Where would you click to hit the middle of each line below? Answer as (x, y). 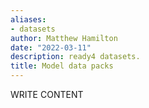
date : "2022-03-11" (51, 47)
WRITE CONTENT (47, 94)
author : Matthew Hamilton (64, 38)
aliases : (28, 19)
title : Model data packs (62, 66)
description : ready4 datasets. (75, 57)
